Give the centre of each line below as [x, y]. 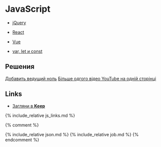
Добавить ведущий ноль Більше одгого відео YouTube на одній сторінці [81, 78]
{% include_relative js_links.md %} [40, 115]
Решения [20, 67]
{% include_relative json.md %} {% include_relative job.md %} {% [72, 134]
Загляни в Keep [29, 106]
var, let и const [27, 51]
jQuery [19, 23]
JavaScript [28, 9]
